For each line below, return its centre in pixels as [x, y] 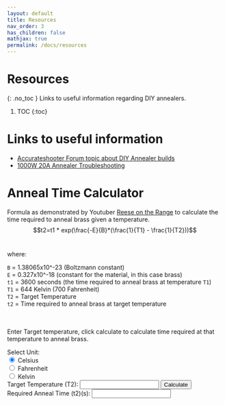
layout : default [30, 13]
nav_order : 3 [26, 26]
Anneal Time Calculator [76, 193]
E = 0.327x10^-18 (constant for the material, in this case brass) [95, 274]
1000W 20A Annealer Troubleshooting [71, 165]
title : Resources [32, 20]
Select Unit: [23, 352]
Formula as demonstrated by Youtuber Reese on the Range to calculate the [113, 212]
